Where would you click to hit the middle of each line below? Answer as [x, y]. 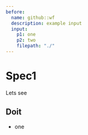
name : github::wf [33, 18]
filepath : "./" [36, 46]
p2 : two [26, 40]
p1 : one [26, 35]
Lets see [16, 92]
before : [15, 12]
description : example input [47, 23]
